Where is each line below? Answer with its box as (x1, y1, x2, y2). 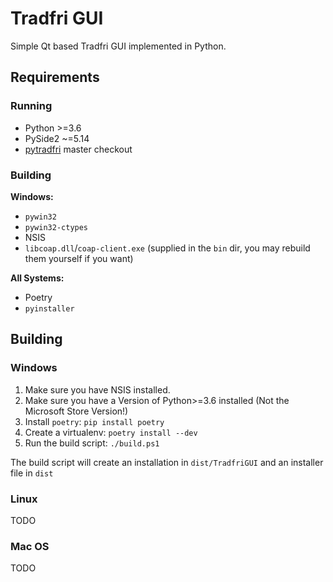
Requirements (10, 69, 100, 86)
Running (10, 99, 53, 113)
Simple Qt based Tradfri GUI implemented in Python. (10, 40, 227, 52)
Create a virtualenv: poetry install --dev (24, 426, 198, 438)
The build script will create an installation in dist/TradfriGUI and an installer (10, 456, 324, 468)
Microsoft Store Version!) (24, 405, 129, 417)
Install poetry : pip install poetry (24, 415, 165, 427)
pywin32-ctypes (24, 222, 89, 232)
